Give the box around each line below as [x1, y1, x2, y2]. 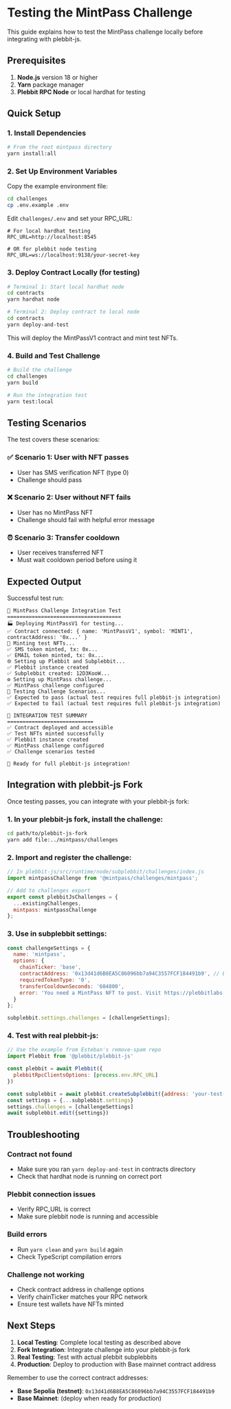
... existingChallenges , [13, 900, 81, 907]
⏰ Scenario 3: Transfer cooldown [7, 533, 120, 542]
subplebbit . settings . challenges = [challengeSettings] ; [7, 1015, 170, 1022]
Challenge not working [7, 1269, 85, 1279]
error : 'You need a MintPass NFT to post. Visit [19, 989, 162, 996]
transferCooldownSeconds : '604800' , [19, 982, 125, 990]
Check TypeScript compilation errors [16, 1252, 122, 1260]
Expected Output [7, 576, 82, 588]
